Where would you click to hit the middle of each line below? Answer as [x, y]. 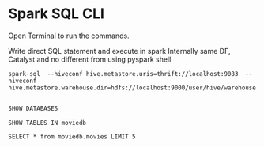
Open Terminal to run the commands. [69, 36]
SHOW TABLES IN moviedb [47, 122]
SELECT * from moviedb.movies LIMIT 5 [72, 136]
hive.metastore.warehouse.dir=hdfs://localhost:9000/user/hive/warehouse [132, 88]
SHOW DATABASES [33, 108]
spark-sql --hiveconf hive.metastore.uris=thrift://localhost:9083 [123, 73]
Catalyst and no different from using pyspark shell [90, 59]
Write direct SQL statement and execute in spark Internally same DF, [119, 51]
